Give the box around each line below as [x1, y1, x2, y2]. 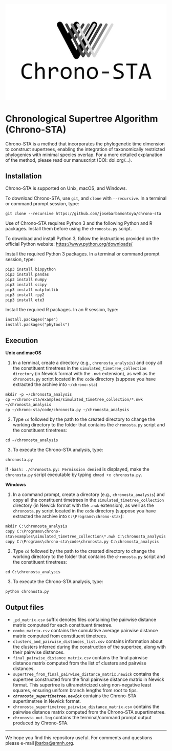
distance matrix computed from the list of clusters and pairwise [12, 660, 147, 667]
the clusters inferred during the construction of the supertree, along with [12, 644, 166, 650]
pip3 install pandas [5, 272, 50, 277]
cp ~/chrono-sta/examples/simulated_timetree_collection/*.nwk [5, 397, 143, 402]
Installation [5, 171, 42, 180]
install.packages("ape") [5, 317, 58, 323]
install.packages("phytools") [5, 322, 70, 328]
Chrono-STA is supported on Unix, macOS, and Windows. [5, 185, 127, 191]
